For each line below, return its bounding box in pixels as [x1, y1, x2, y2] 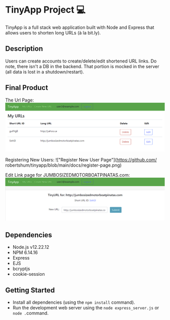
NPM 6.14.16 [12, 249, 38, 255]
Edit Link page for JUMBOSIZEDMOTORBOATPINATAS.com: [5, 172, 130, 178]
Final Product [5, 83, 48, 92]
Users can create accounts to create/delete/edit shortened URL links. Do [5, 58, 157, 64]
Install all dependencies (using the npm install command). [12, 299, 136, 305]
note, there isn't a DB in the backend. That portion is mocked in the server [5, 63, 159, 69]
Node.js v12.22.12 [12, 244, 50, 250]
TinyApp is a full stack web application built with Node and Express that [5, 24, 154, 30]
